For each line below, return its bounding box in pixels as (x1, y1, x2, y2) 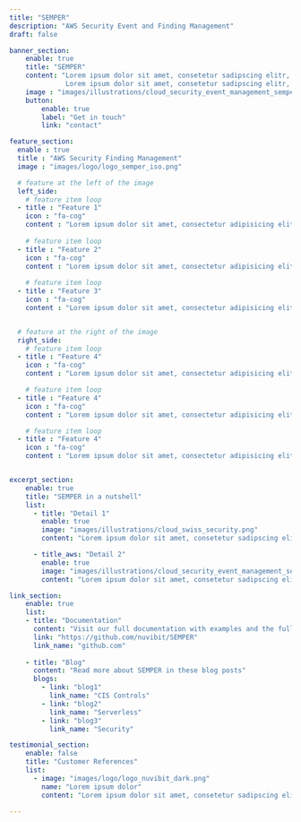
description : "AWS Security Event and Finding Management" (9, 22, 235, 30)
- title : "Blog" (25, 658, 87, 667)
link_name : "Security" (48, 724, 134, 733)
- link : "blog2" (41, 699, 102, 708)
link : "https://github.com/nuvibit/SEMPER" (32, 633, 199, 642)
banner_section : (9, 46, 70, 55)
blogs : (32, 674, 58, 684)
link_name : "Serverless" (48, 707, 142, 717)
